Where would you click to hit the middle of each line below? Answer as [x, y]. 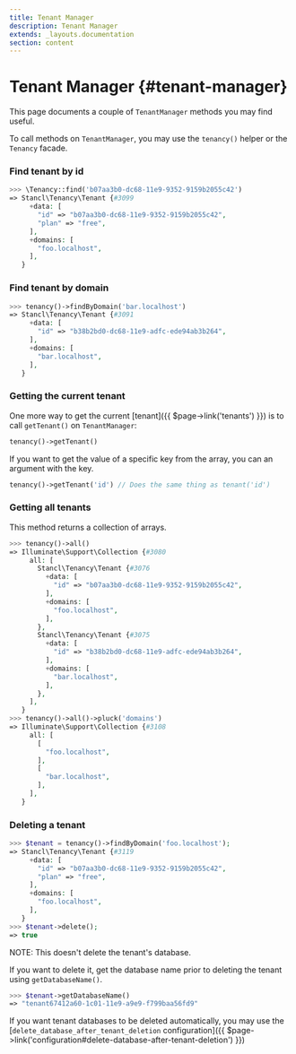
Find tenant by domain [59, 288]
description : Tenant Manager [64, 26]
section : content [42, 43]
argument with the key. [52, 468]
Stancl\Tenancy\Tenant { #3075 [94, 635]
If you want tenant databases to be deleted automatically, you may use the [147, 1021]
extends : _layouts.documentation [72, 34]
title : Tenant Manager [52, 17]
